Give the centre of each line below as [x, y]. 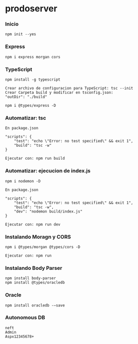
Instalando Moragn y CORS [38, 237]
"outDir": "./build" [26, 97]
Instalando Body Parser [34, 268]
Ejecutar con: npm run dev [33, 224]
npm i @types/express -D [31, 106]
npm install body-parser [31, 278]
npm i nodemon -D [23, 181]
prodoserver [31, 9]
